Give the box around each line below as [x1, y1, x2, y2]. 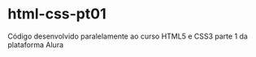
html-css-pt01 [7, 5, 106, 23]
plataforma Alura [7, 39, 64, 49]
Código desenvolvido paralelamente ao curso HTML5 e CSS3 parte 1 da [7, 31, 249, 41]
